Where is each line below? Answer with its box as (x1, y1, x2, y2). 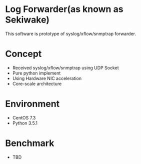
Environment (5, 98, 60, 109)
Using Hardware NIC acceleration (12, 75, 81, 81)
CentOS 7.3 (12, 114, 36, 120)
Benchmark (5, 137, 54, 148)
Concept (5, 48, 42, 59)
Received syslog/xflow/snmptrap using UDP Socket (12, 64, 119, 70)
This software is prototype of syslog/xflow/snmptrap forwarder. (5, 30, 136, 36)
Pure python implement (12, 70, 61, 76)
